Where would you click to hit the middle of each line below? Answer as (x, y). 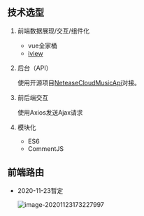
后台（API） (35, 68)
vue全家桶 (42, 45)
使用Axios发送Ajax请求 (50, 112)
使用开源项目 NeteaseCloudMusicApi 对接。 (79, 82)
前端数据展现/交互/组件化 (53, 31)
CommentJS (46, 148)
